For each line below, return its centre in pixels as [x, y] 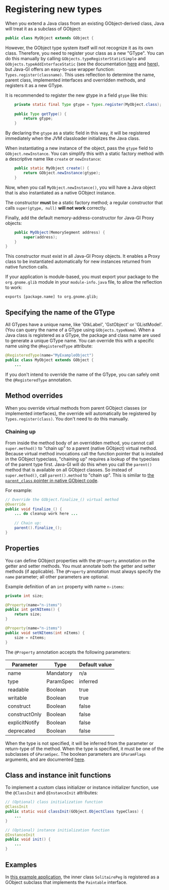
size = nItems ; [30, 637]
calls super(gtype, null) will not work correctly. [56, 208]
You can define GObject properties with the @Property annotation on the [80, 560]
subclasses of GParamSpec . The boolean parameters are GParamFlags [76, 754]
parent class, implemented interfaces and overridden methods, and [75, 80]
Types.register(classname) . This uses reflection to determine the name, [80, 74]
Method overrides [34, 396]
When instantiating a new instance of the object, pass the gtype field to [79, 148]
